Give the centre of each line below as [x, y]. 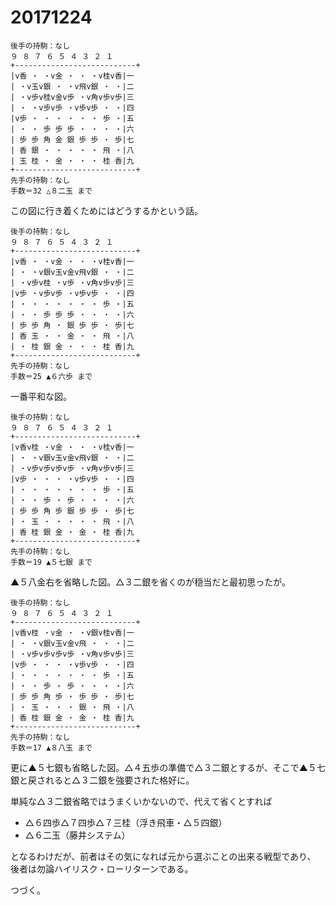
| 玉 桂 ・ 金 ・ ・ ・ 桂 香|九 [72, 161]
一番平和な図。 [41, 396]
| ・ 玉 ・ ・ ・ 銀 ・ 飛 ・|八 [72, 707]
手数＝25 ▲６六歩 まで [51, 376]
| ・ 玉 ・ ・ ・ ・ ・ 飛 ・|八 [72, 521]
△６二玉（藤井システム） [77, 835]
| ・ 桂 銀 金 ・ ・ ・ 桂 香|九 [72, 346]
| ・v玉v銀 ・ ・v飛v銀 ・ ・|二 [72, 86]
